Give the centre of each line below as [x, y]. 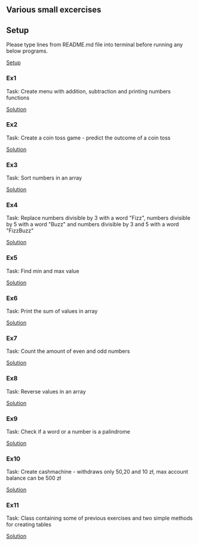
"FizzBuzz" [20, 231]
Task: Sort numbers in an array [44, 178]
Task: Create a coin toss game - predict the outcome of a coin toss [88, 138]
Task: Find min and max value [43, 271]
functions [18, 98]
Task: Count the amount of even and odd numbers [68, 351]
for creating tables [29, 525]
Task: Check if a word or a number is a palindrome [68, 431]
